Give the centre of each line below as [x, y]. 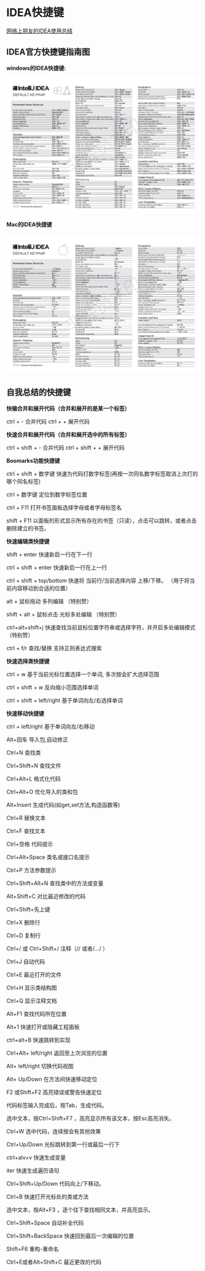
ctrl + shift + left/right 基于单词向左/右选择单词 [65, 700]
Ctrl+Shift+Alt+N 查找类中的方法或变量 [55, 883]
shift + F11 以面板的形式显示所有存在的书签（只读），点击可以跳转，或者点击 [102, 521]
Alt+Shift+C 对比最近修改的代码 [46, 896]
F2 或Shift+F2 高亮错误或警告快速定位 [54, 1092]
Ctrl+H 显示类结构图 [32, 988]
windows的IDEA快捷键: [36, 68]
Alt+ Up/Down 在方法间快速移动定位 [52, 1079]
